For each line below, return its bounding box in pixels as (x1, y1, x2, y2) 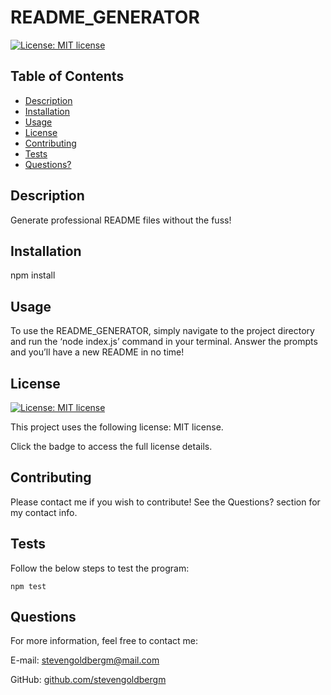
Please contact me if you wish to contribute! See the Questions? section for (10, 496, 321, 508)
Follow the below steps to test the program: (10, 562, 190, 574)
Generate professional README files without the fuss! (10, 214, 232, 226)
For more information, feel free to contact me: (10, 635, 198, 647)
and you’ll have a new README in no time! (10, 346, 185, 358)
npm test (10, 581, 47, 591)
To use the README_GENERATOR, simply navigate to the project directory (10, 325, 315, 337)
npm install (10, 269, 56, 281)
